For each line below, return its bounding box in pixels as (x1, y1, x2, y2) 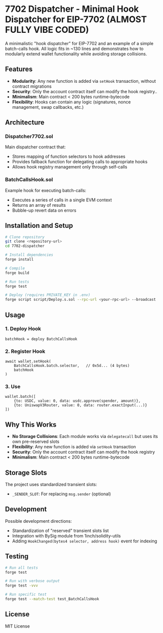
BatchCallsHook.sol (5, 176, 53, 183)
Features (5, 65, 33, 73)
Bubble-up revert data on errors (12, 207, 77, 213)
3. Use (5, 383, 20, 390)
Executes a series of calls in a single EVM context (12, 197, 112, 203)
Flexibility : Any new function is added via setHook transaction (12, 444, 136, 450)
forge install (5, 257, 34, 262)
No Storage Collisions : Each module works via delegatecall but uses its (12, 434, 158, 439)
